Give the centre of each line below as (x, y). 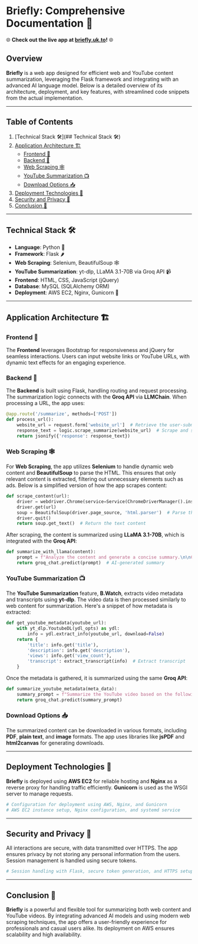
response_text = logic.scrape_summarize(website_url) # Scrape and (103, 430)
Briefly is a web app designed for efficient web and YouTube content (90, 73)
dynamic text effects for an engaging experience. (66, 363)
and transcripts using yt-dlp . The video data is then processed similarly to (96, 600)
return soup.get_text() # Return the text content (81, 524)
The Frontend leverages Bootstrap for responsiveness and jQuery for (90, 350)
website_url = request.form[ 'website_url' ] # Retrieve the (92, 425)
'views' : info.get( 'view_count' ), (70, 656)
